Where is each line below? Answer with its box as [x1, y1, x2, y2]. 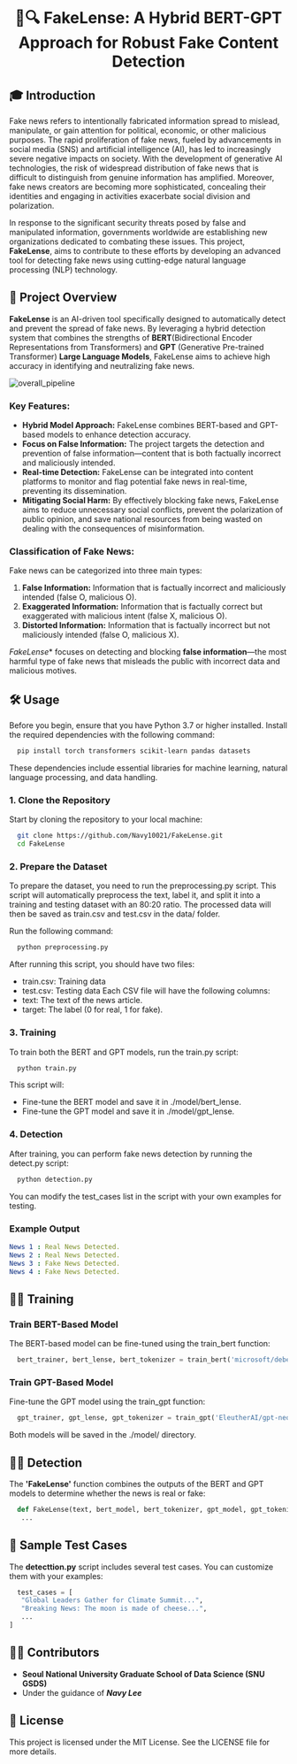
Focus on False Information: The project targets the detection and [21, 439, 265, 449]
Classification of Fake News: [9, 546, 135, 558]
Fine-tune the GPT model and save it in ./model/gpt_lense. [21, 1106, 235, 1116]
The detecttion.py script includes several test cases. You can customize [9, 1561, 274, 1572]
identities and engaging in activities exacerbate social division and [9, 191, 251, 201]
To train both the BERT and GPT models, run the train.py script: [9, 1047, 239, 1057]
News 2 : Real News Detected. [9, 1250, 121, 1260]
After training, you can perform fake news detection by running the [9, 1148, 253, 1159]
